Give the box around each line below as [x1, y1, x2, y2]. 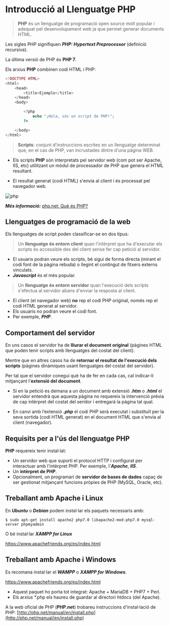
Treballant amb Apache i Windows [5, 555, 116, 564]
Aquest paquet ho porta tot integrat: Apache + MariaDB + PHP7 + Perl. [12, 588, 161, 594]
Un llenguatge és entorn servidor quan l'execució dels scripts [17, 282, 149, 288]
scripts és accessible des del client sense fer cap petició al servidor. [17, 246, 161, 253]
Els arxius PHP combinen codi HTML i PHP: [5, 66, 96, 72]
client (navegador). [12, 419, 53, 426]
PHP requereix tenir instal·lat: [5, 448, 66, 454]
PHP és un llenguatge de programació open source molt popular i [17, 20, 155, 26]
